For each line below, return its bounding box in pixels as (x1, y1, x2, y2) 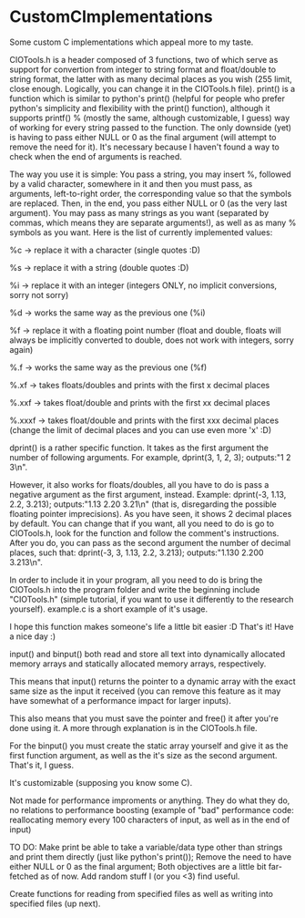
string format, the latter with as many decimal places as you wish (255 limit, (9, 73, 293, 84)
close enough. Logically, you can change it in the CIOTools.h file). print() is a (9, 83, 296, 94)
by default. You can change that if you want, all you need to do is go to (9, 518, 275, 529)
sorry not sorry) (9, 289, 69, 300)
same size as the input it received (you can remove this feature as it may (9, 686, 281, 696)
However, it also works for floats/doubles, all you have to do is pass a (9, 479, 269, 490)
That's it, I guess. (9, 759, 75, 770)
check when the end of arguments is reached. (9, 150, 182, 161)
